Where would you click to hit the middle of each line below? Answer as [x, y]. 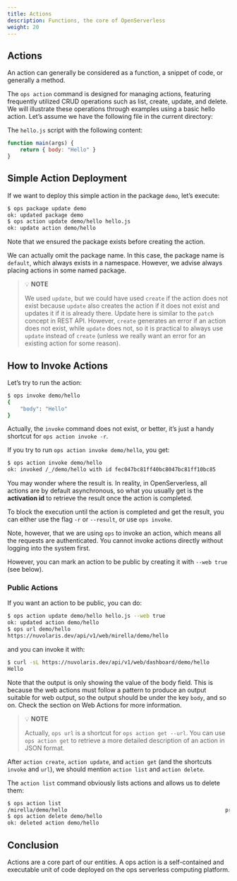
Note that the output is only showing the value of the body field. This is [110, 682]
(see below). [25, 570]
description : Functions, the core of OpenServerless [86, 21]
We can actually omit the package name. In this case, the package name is [116, 255]
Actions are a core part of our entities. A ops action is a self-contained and [116, 862]
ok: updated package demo [45, 215]
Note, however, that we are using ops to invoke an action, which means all [114, 533]
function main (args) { [41, 143]
